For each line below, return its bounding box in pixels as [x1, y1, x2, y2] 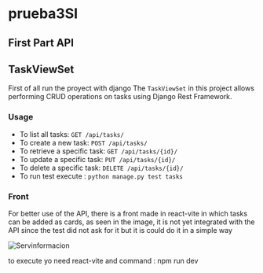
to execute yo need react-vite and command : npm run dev [8, 256, 199, 265]
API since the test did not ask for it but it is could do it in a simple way [8, 225, 233, 234]
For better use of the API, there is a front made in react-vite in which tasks [8, 208, 248, 218]
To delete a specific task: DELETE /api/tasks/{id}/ [19, 163, 184, 172]
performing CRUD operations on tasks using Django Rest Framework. [8, 92, 232, 101]
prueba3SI [8, 5, 79, 23]
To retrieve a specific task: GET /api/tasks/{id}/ [19, 146, 178, 156]
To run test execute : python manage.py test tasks [19, 171, 183, 181]
